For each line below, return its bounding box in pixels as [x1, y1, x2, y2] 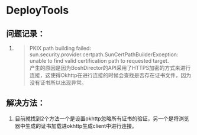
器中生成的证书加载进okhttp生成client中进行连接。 [14, 122, 137, 129]
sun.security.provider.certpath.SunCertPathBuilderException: [29, 51, 179, 58]
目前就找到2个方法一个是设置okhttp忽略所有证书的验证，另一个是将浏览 [14, 115, 189, 122]
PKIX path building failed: [29, 45, 92, 52]
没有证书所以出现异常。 [29, 79, 87, 86]
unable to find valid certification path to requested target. [29, 57, 169, 64]
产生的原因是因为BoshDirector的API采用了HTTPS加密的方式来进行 [29, 65, 191, 71]
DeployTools [6, 4, 69, 17]
